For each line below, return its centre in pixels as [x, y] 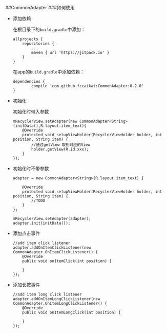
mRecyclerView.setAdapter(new [45, 121]
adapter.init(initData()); [41, 223]
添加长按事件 [26, 285]
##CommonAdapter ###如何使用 [40, 7]
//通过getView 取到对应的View [61, 145]
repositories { [38, 44]
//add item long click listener [47, 294]
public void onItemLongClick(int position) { [72, 312]
